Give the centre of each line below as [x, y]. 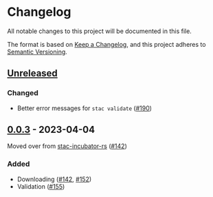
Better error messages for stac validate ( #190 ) [85, 108]
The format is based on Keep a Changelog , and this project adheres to [106, 44]
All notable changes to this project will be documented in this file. [100, 31]
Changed [23, 93]
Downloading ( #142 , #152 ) [54, 179]
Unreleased [33, 73]
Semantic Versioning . [37, 52]
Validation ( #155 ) [41, 186]
